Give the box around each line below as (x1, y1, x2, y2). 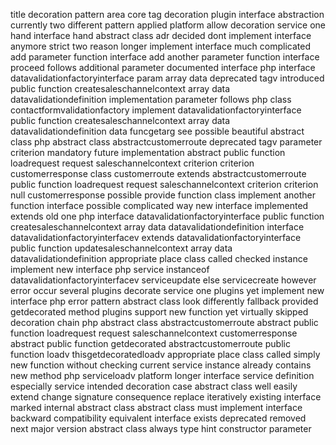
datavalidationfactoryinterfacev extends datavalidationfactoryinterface (10, 232, 302, 243)
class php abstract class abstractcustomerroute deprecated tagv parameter (10, 136, 323, 148)
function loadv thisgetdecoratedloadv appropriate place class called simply (10, 349, 321, 360)
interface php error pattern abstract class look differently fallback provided (10, 295, 319, 307)
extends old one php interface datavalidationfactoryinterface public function (10, 210, 325, 222)
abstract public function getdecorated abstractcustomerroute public (10, 338, 291, 349)
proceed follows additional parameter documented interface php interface (10, 62, 316, 73)
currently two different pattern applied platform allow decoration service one (10, 19, 326, 31)
